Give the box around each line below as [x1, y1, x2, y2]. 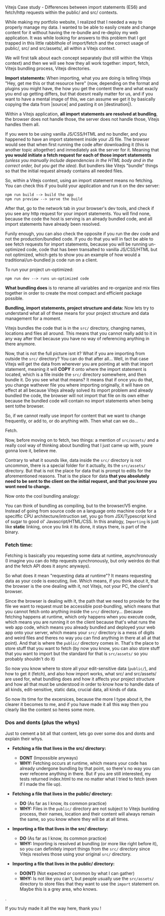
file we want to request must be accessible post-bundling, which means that [5, 604, 160, 610]
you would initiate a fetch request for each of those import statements [5, 152, 152, 158]
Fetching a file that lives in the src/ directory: [12, 745, 106, 751]
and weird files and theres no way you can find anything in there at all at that [5, 635, 161, 641]
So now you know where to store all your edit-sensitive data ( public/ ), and [5, 665, 157, 671]
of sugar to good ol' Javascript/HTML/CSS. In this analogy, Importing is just [5, 518, 159, 524]
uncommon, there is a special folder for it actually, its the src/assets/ [5, 462, 146, 468]
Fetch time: [5, 541, 33, 548]
